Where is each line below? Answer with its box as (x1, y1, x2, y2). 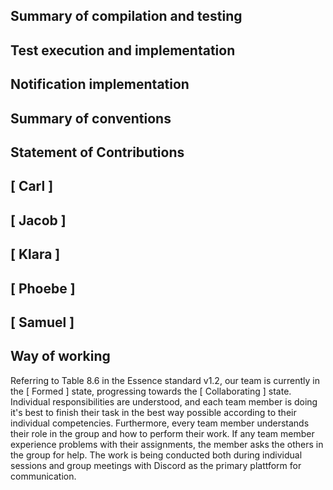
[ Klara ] (10, 246, 61, 263)
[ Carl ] (10, 178, 54, 195)
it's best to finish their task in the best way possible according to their (10, 406, 297, 418)
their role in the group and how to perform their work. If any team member (10, 427, 315, 439)
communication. (10, 470, 77, 482)
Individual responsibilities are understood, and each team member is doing (10, 395, 318, 408)
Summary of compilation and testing (10, 8, 243, 25)
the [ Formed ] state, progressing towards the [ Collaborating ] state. (10, 385, 292, 397)
